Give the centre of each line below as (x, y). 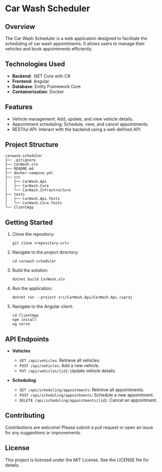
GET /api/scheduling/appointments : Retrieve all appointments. (82, 390)
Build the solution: (30, 271)
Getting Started (29, 222)
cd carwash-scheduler (34, 261)
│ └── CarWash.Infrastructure (38, 190)
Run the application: (32, 288)
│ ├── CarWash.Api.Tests (32, 199)
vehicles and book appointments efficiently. (49, 49)
